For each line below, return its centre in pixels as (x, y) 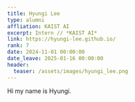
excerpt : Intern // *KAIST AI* (52, 33)
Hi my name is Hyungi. (39, 91)
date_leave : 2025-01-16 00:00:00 (55, 59)
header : (18, 65)
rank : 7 (18, 45)
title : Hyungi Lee (34, 13)
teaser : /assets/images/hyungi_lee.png (71, 71)
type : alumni (26, 20)
